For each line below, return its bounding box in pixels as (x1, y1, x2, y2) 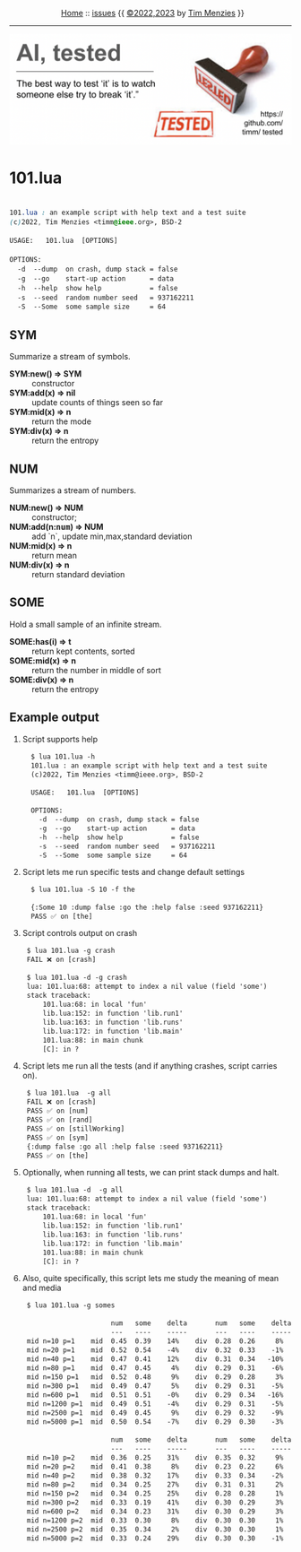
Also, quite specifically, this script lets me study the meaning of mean (21, 1272, 279, 1283)
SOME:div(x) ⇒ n (9, 674, 74, 685)
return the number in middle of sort (31, 664, 161, 675)
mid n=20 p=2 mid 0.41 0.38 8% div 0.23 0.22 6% (26, 1461, 284, 1471)
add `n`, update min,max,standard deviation (31, 531, 193, 542)
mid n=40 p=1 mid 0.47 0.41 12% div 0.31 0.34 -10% (26, 1354, 284, 1364)
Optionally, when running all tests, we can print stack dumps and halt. (21, 1166, 279, 1177)
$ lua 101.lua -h (30, 752, 96, 761)
